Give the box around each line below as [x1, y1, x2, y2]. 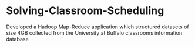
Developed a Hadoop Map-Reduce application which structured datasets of [6, 23, 189, 30]
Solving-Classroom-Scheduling [6, 4, 164, 17]
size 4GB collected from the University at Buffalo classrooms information [6, 29, 183, 36]
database [6, 35, 29, 42]
